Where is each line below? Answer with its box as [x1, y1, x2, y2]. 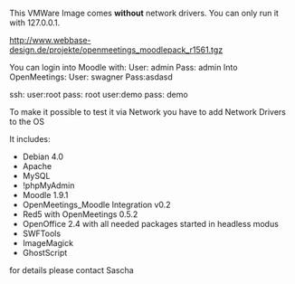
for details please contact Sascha [9, 265, 134, 275]
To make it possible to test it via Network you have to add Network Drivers [9, 107, 287, 117]
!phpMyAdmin [22, 180, 75, 191]
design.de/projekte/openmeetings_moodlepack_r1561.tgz [9, 44, 224, 55]
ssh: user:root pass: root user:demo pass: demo [9, 90, 188, 99]
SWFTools [22, 228, 62, 239]
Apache [22, 161, 52, 171]
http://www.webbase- [9, 35, 92, 45]
